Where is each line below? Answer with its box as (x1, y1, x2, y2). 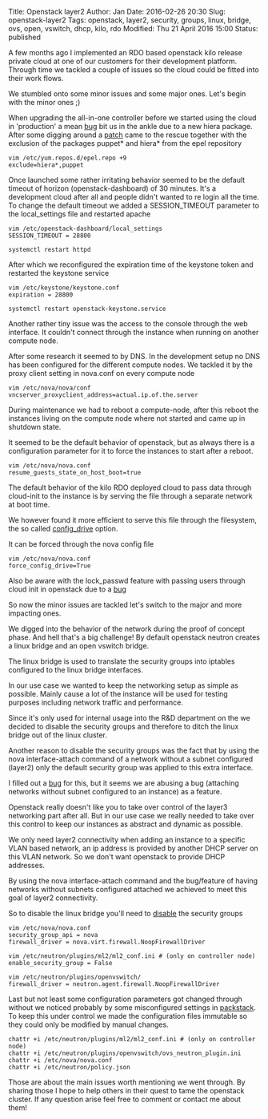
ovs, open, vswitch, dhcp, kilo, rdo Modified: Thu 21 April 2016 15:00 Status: (8, 24, 258, 33)
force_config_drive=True (8, 562, 91, 570)
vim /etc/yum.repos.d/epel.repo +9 (8, 154, 127, 162)
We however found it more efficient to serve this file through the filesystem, (8, 515, 258, 524)
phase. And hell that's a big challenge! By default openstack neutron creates (8, 632, 260, 642)
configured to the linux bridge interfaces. (8, 665, 144, 674)
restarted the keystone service (8, 269, 110, 277)
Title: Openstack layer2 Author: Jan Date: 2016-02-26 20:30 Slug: (8, 7, 226, 16)
